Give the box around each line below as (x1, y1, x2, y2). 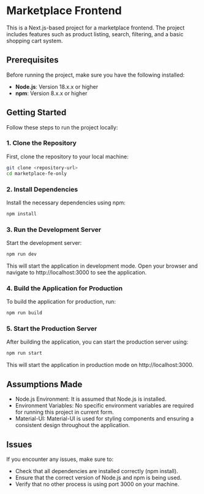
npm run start (6, 350, 43, 357)
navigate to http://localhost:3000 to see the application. (6, 268, 147, 276)
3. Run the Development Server (6, 225, 102, 234)
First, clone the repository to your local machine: (6, 153, 129, 160)
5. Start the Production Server (6, 325, 97, 333)
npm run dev (6, 251, 37, 258)
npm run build (6, 310, 43, 316)
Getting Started (6, 107, 67, 118)
